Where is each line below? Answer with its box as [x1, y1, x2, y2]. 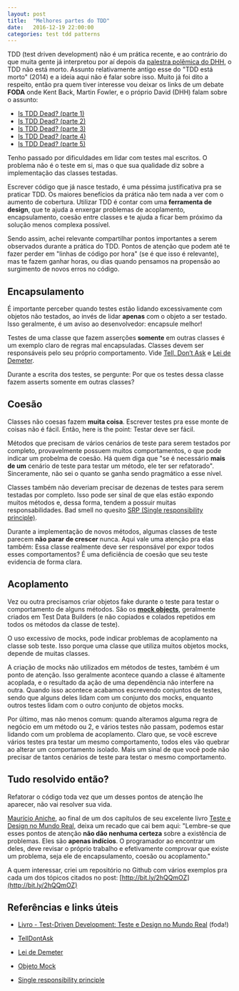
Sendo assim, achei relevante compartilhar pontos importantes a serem [7, 234, 218, 243]
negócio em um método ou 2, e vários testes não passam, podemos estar [7, 722, 224, 731]
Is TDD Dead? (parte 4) [17, 132, 86, 141]
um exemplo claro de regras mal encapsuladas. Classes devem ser [7, 341, 205, 350]
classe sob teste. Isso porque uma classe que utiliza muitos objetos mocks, [7, 641, 229, 650]
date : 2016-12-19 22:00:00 [7, 24, 94, 31]
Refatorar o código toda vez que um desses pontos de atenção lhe [7, 792, 203, 801]
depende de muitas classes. [7, 649, 91, 657]
